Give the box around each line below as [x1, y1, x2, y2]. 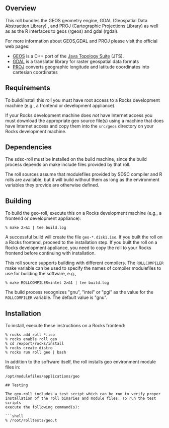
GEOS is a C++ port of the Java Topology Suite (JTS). [12, 53, 124, 59]
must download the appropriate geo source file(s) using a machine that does [5, 117, 164, 124]
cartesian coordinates [12, 69, 58, 75]
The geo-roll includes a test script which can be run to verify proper [5, 392, 161, 397]
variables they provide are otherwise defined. [5, 182, 100, 188]
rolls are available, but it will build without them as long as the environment [5, 176, 160, 183]
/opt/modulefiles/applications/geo [5, 374, 80, 379]
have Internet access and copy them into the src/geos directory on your [5, 123, 154, 129]
